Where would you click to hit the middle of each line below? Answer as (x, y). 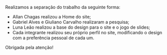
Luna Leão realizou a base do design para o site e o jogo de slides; (81, 27)
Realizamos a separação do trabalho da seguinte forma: (63, 7)
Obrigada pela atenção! (29, 47)
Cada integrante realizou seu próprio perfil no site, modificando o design (87, 32)
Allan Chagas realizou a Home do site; (52, 17)
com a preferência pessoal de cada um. (53, 38)
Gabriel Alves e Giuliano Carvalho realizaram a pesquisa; (71, 22)
